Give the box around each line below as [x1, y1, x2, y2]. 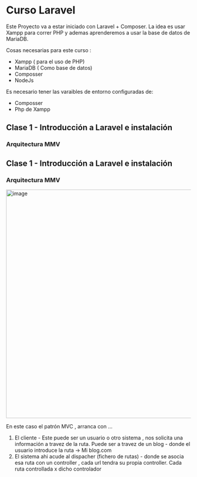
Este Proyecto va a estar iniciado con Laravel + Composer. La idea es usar [6, 23, 186, 30]
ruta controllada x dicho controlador [14, 465, 101, 472]
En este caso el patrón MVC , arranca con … [6, 423, 113, 430]
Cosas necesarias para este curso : [6, 46, 92, 53]
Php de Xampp [14, 105, 51, 113]
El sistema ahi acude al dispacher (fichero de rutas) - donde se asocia [14, 452, 184, 460]
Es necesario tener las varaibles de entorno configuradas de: [6, 88, 154, 95]
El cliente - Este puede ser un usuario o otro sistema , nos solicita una [14, 434, 184, 441]
